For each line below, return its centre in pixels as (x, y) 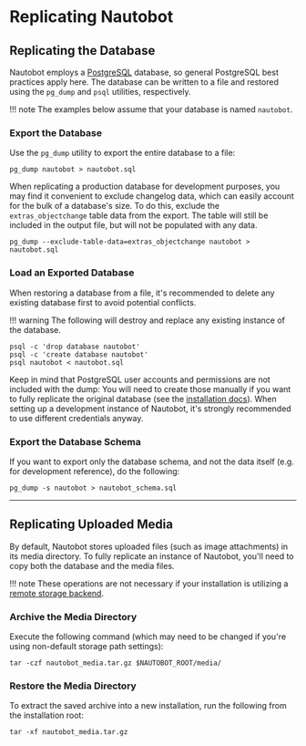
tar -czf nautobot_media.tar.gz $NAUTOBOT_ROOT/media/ (116, 663)
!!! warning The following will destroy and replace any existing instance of (147, 320)
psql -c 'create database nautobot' (79, 354)
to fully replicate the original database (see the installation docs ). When (143, 399)
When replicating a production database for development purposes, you (145, 186)
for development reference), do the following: (95, 471)
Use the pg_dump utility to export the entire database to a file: (122, 153)
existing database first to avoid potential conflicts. (103, 302)
